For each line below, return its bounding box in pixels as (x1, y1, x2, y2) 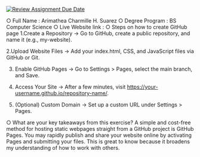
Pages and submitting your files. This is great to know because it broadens (6, 138, 190, 145)
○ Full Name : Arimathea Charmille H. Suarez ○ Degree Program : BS (6, 17, 177, 24)
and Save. (14, 72, 40, 78)
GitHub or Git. (6, 54, 40, 61)
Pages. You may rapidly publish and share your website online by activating (6, 131, 192, 139)
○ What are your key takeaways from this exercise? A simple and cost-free (6, 119, 191, 126)
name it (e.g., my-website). (6, 36, 73, 43)
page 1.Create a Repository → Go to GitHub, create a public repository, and (6, 30, 190, 37)
